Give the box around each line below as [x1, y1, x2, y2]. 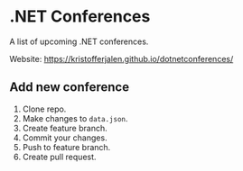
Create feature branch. [22, 122, 107, 133]
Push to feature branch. [22, 141, 111, 152]
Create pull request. [22, 151, 97, 162]
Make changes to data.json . [22, 112, 128, 123]
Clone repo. [22, 103, 67, 114]
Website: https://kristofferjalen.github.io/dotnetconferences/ [9, 53, 234, 64]
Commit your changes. [22, 132, 107, 143]
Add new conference [9, 79, 129, 95]
